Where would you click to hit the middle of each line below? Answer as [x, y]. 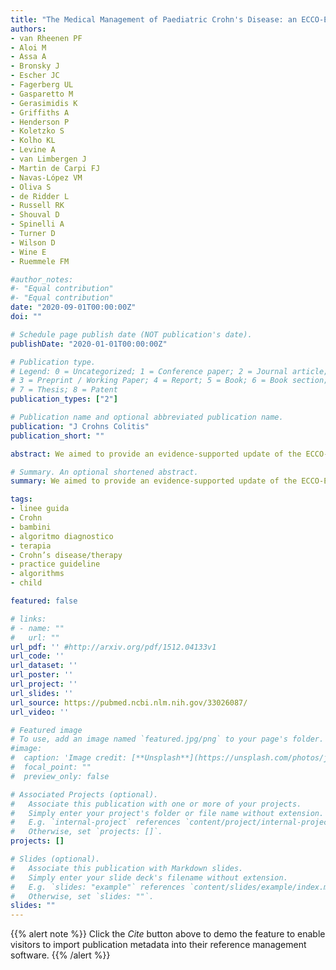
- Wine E [28, 252]
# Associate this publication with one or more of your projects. [156, 804]
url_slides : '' [42, 693]
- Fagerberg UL [42, 85]
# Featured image [46, 730]
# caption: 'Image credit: [69, 758]
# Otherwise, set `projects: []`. [86, 832]
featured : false [44, 601]
